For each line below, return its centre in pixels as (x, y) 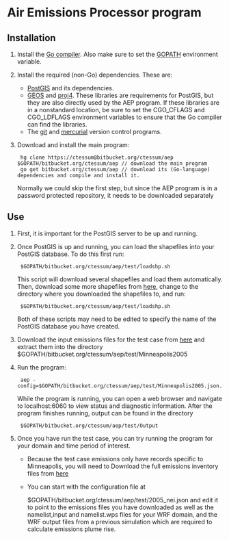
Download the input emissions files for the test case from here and (111, 339)
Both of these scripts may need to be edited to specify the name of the (117, 319)
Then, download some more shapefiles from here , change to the (108, 286)
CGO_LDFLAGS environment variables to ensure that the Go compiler (124, 117)
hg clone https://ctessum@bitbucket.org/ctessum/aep (97, 157)
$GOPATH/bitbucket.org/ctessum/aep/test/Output (89, 426)
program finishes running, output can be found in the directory (105, 413)
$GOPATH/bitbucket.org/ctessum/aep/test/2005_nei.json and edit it (123, 500)
